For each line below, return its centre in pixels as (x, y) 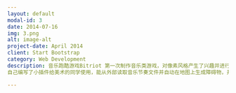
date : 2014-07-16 (33, 27)
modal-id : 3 (25, 20)
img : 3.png (23, 33)
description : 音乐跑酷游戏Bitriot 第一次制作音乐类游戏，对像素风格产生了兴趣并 (113, 66)
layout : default (31, 14)
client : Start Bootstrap (44, 53)
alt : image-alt (29, 40)
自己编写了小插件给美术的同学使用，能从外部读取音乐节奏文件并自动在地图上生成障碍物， (117, 72)
